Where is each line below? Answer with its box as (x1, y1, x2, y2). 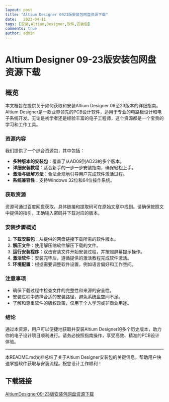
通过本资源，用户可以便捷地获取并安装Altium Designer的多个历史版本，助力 (5, 326, 162, 332)
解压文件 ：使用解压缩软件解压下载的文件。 (12, 242, 101, 248)
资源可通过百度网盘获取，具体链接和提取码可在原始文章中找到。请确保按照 (5, 204, 159, 210)
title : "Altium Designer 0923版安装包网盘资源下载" (5, 12, 108, 17)
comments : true (5, 26, 37, 31)
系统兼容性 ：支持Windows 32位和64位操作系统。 (12, 177, 115, 183)
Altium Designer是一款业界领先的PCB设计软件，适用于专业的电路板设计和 (5, 109, 157, 115)
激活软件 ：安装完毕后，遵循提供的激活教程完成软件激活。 (12, 255, 132, 261)
